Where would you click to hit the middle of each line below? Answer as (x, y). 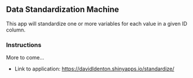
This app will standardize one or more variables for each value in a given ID (97, 23)
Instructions (24, 45)
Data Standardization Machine (63, 10)
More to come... (25, 58)
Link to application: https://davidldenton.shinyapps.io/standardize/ (94, 69)
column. (16, 30)
